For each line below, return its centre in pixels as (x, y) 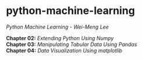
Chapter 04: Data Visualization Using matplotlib (64, 50)
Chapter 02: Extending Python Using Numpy (60, 38)
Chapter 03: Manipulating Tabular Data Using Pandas (71, 44)
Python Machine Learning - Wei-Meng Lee (57, 27)
